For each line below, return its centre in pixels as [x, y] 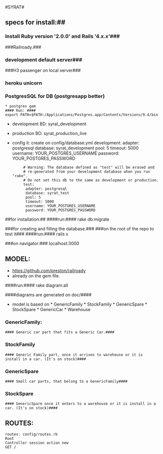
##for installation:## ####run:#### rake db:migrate [57, 219]
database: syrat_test [47, 193]
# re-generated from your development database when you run [87, 172]
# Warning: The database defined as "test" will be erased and [89, 168]
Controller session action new [37, 443]
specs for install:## [35, 22]
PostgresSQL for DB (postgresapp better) [55, 96]
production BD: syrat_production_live [49, 134]
